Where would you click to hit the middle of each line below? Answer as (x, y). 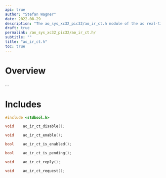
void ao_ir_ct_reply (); (33, 162)
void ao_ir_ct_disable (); (35, 126)
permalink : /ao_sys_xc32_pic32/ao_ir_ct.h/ (51, 33)
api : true (15, 10)
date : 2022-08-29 (23, 19)
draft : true (17, 28)
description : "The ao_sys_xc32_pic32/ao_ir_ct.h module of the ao (75, 23)
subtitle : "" (19, 37)
